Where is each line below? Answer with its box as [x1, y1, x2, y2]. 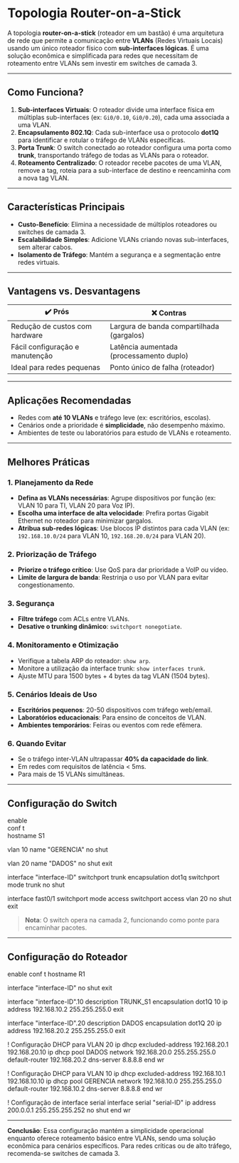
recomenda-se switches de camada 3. [7, 1149, 120, 1157]
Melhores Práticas [7, 455, 90, 468]
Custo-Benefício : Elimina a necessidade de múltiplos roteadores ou [17, 220, 217, 228]
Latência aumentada [110, 342, 178, 352]
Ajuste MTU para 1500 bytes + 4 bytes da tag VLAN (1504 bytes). [17, 671, 210, 680]
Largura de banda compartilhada [110, 321, 219, 331]
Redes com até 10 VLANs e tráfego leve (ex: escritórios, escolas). [17, 413, 211, 422]
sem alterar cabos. [17, 243, 73, 251]
